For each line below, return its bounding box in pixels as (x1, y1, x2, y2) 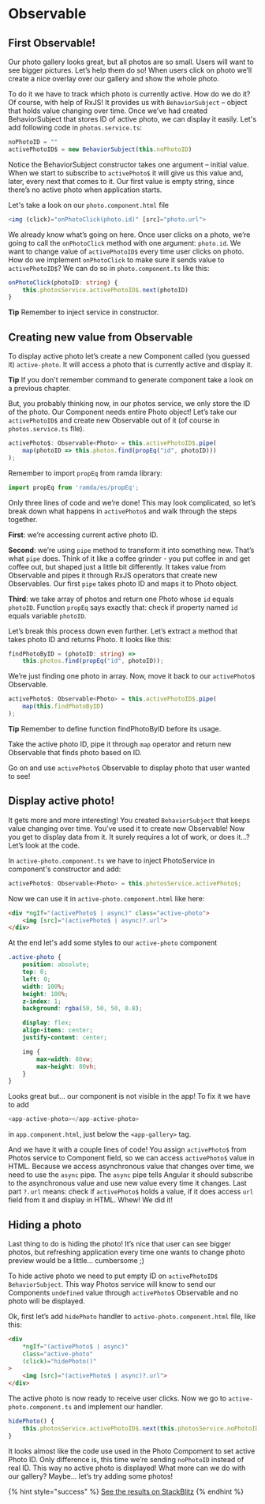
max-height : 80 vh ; (36, 1062, 97, 1070)
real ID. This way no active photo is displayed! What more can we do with (8, 1463, 246, 1472)
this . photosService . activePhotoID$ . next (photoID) (22, 286, 189, 294)
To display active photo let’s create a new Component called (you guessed (8, 352, 251, 361)
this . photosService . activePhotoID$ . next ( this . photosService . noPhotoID (22, 1424, 259, 1432)
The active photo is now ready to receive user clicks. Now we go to (8, 1393, 227, 1403)
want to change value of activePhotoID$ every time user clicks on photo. (8, 246, 244, 256)
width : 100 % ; (22, 983, 65, 991)
